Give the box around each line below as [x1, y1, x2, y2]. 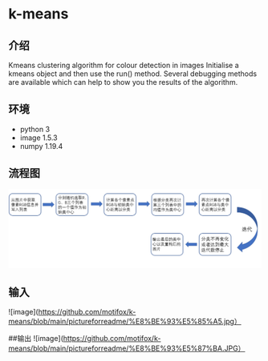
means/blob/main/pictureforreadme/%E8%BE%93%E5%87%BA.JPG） [8, 343, 246, 353]
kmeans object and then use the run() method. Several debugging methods [8, 69, 258, 78]
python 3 [19, 124, 51, 134]
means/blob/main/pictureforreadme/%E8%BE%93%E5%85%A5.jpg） [8, 317, 242, 327]
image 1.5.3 [19, 133, 58, 142]
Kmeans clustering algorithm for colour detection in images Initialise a [8, 61, 239, 70]
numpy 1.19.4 [19, 141, 63, 150]
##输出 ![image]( [8, 334, 64, 343]
